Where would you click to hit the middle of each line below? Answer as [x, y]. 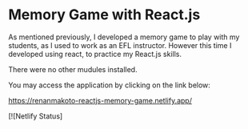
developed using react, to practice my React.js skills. [95, 54]
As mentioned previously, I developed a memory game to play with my [124, 37]
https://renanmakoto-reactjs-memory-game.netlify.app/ [100, 100]
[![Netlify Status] [36, 116]
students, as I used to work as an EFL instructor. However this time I [120, 45]
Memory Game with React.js [104, 15]
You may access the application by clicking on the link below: [109, 85]
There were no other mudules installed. [73, 69]
